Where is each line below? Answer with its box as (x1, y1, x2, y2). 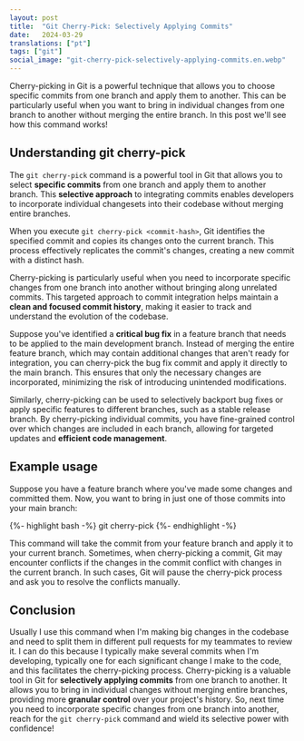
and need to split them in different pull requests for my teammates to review (9, 637, 293, 647)
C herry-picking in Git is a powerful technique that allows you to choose (9, 81, 275, 91)
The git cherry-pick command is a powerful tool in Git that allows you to (9, 169, 283, 180)
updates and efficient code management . (9, 432, 168, 443)
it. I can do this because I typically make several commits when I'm (9, 646, 260, 657)
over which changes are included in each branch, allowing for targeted (9, 423, 274, 434)
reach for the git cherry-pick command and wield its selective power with (9, 714, 289, 725)
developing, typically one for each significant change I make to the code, (9, 656, 282, 667)
